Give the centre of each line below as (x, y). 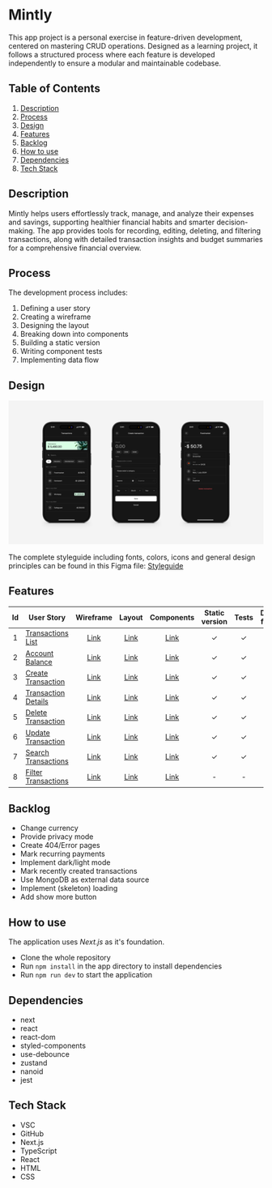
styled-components (53, 1045)
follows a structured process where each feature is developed (112, 54)
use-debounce (45, 1054)
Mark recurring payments (62, 854)
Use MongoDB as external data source (85, 879)
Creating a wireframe (55, 317)
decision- (232, 222)
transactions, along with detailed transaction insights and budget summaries (136, 239)
